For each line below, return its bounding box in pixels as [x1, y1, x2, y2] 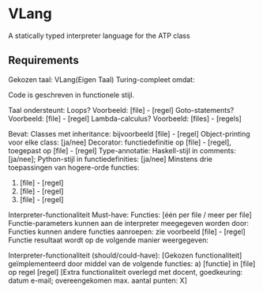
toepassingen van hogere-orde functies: [8, 163, 140, 172]
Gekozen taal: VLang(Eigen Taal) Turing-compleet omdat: [8, 74, 195, 84]
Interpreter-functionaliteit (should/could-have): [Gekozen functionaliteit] [8, 250, 242, 260]
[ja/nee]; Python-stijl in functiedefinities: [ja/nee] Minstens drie [8, 154, 213, 163]
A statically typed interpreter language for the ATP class [8, 31, 191, 40]
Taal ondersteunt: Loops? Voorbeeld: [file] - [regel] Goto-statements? [8, 105, 235, 115]
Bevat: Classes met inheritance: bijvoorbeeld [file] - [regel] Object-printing [8, 129, 250, 138]
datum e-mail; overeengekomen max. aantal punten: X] [8, 276, 188, 285]
